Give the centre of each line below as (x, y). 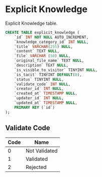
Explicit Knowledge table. (31, 23)
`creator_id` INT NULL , (39, 89)
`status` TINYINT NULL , (39, 79)
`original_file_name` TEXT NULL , (49, 61)
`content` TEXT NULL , (37, 51)
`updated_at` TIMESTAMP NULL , (46, 103)
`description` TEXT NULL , (41, 66)
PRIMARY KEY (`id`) (35, 107)
